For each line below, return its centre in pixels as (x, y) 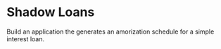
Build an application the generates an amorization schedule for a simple (110, 31)
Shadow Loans (51, 12)
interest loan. (26, 38)
